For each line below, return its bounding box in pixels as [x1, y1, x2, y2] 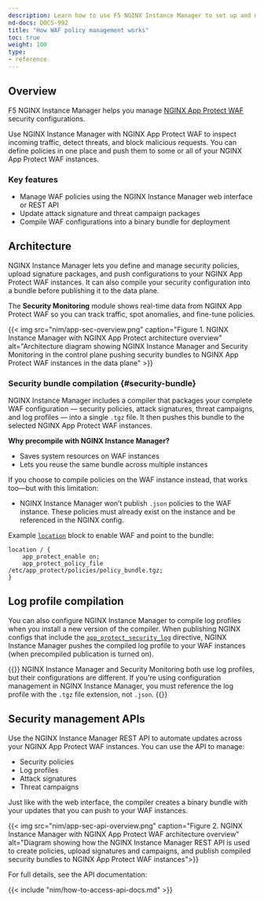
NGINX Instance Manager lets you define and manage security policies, [8, 261, 240, 270]
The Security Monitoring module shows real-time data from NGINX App [8, 301, 242, 310]
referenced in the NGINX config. [19, 515, 124, 525]
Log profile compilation [8, 595, 124, 608]
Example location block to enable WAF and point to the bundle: [8, 531, 214, 540]
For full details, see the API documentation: [8, 870, 148, 879]
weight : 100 [8, 41, 47, 49]
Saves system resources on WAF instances [19, 451, 159, 461]
